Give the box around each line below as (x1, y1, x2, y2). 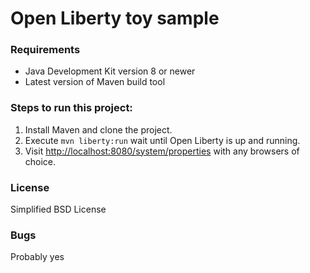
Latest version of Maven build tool (24, 76, 166, 88)
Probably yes (10, 251, 65, 263)
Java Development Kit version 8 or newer (24, 65, 196, 77)
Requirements (10, 43, 81, 57)
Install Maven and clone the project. (24, 123, 173, 136)
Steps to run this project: (10, 101, 133, 115)
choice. (24, 155, 57, 167)
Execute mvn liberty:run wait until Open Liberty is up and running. (24, 134, 301, 146)
